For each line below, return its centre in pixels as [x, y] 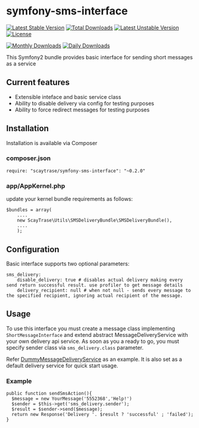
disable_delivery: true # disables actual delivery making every [100, 280]
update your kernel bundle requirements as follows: [70, 199]
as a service [21, 64]
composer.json [28, 158]
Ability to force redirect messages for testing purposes [82, 110]
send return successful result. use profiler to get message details [95, 285]
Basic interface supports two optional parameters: [68, 263]
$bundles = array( [29, 210]
